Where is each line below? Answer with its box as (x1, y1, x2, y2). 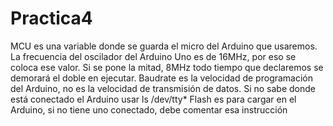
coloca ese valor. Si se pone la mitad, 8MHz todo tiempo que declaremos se (10, 61, 324, 73)
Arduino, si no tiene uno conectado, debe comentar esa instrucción (10, 103, 288, 116)
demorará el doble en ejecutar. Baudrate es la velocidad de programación (10, 72, 314, 84)
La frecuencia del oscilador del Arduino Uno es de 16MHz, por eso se (10, 50, 297, 62)
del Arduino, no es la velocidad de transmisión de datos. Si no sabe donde (10, 82, 316, 94)
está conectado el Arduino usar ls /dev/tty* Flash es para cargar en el (10, 93, 297, 105)
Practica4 (10, 7, 93, 30)
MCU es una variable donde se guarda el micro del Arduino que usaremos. (10, 40, 318, 52)
